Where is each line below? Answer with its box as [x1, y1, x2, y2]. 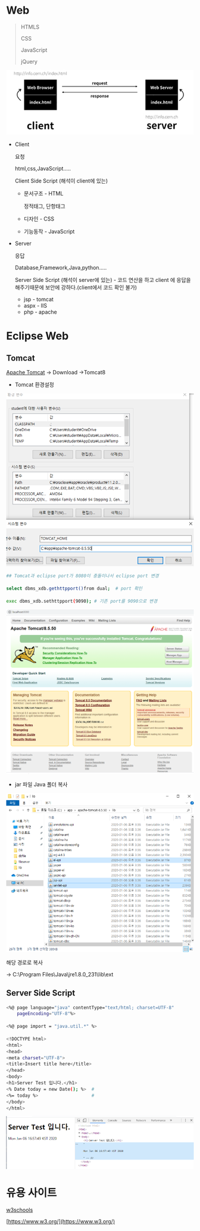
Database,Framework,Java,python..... [14, 264, 107, 271]
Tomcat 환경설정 [14, 381, 55, 388]
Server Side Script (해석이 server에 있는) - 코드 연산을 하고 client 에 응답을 [14, 277, 192, 284]
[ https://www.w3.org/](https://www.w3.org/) [6, 1218, 115, 1225]
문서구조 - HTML [23, 190, 64, 197]
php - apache [23, 308, 58, 316]
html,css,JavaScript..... [14, 165, 71, 172]
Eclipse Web [6, 329, 69, 343]
